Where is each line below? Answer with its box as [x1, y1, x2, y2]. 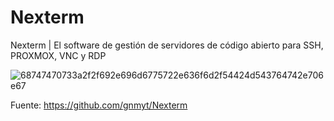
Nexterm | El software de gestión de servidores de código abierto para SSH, [10, 39, 324, 51]
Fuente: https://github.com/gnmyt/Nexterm [10, 99, 188, 111]
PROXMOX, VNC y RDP [10, 49, 107, 61]
